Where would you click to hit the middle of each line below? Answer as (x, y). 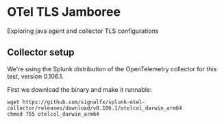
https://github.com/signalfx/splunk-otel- (84, 102)
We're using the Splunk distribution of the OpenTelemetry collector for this (112, 69)
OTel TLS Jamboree (64, 12)
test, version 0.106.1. (35, 76)
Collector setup (41, 52)
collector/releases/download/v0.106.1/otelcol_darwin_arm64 (95, 108)
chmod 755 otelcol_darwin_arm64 (53, 114)
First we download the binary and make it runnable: (79, 89)
